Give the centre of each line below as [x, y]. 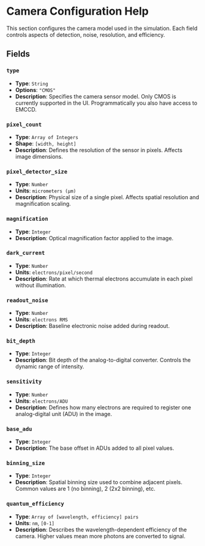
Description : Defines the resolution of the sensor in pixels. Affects [99, 150]
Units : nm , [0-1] [35, 523]
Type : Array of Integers [47, 137]
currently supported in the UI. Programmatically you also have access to [106, 103]
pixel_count [24, 124]
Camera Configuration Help [77, 11]
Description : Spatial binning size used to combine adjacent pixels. [99, 482]
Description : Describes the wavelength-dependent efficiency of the [101, 529]
